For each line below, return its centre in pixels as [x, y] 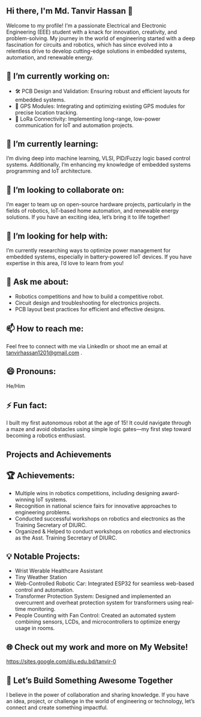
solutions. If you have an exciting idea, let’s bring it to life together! [88, 217]
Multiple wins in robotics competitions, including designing [88, 493]
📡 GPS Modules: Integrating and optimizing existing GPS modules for [100, 106]
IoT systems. [52, 499]
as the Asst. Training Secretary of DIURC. [66, 538]
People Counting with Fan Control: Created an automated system [95, 616]
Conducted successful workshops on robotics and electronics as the [100, 519]
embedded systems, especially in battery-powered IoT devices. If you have [99, 257]
